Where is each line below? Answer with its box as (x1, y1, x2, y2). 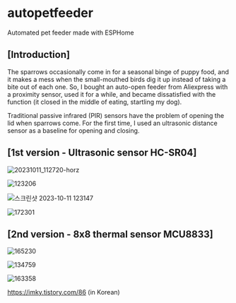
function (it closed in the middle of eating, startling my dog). (7, 97, 182, 106)
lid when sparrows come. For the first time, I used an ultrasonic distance (7, 119, 218, 127)
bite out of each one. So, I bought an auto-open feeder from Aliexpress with (7, 83, 228, 91)
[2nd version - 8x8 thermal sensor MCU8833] (7, 228, 213, 240)
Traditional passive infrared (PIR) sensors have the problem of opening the (7, 111, 225, 119)
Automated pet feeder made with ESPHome (7, 28, 134, 37)
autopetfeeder (7, 5, 94, 21)
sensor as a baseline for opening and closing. (7, 126, 140, 135)
